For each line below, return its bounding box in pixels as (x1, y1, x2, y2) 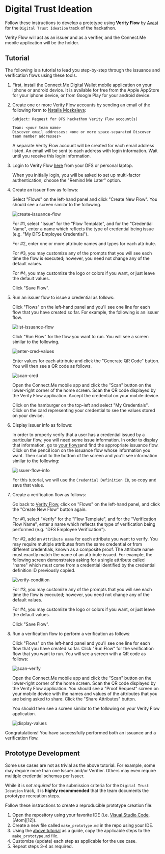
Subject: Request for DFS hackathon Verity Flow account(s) (12, 117, 138, 122)
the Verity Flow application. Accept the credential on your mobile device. (12, 392, 160, 398)
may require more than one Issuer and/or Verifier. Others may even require (5, 767, 156, 773)
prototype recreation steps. (5, 792, 60, 798)
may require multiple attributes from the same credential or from (12, 541, 142, 547)
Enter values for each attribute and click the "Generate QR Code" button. (12, 358, 160, 364)
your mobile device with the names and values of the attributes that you (12, 691, 158, 696)
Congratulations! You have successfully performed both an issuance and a (5, 729, 156, 735)
